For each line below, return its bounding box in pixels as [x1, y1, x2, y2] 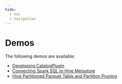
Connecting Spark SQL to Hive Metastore [12, 68, 96, 74]
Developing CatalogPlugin [12, 63, 64, 69]
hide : [5, 7, 16, 12]
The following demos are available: [5, 53, 75, 59]
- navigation [9, 16, 36, 21]
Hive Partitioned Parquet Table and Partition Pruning [12, 73, 117, 79]
